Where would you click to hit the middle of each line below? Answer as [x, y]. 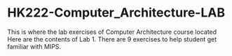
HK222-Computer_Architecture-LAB [116, 13]
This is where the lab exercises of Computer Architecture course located [112, 32]
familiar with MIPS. [34, 46]
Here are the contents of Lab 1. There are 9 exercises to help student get [112, 39]
